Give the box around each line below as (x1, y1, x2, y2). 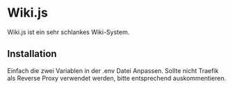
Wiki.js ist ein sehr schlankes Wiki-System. (7, 28, 130, 36)
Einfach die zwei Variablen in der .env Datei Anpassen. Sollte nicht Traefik (7, 66, 219, 74)
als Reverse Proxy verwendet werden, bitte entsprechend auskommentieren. (7, 74, 226, 82)
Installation (7, 48, 57, 60)
